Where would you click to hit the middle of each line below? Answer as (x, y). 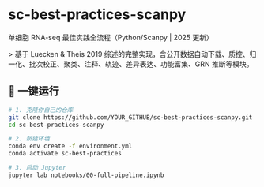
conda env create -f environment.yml (70, 146)
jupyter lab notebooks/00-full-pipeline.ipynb (86, 175)
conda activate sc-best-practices (65, 154)
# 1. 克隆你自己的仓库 (41, 110)
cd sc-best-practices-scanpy (56, 125)
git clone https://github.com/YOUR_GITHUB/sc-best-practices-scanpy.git (130, 117)
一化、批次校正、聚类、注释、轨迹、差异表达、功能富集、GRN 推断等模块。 (131, 64)
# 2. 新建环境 (29, 139)
